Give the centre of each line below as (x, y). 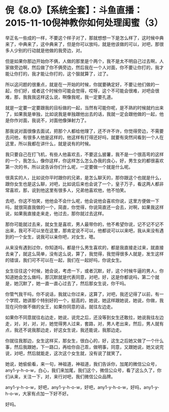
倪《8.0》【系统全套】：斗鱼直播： (74, 10)
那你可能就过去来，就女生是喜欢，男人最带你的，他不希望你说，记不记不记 (82, 224)
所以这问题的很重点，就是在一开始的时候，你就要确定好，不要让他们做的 (80, 84)
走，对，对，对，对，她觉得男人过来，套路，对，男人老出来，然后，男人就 (82, 323)
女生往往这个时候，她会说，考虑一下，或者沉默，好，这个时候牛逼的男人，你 (84, 270)
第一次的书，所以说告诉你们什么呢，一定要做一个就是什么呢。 (69, 167)
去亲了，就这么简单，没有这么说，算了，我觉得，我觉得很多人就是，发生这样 (84, 254)
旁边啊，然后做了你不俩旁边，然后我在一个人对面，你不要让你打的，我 (87, 67)
